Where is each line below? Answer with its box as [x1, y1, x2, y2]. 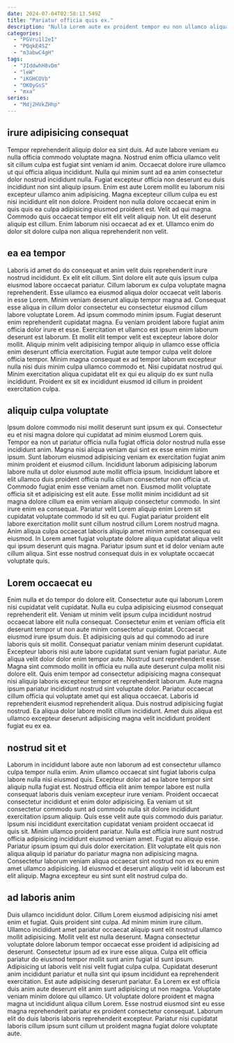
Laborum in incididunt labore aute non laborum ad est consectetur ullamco [7, 760, 221, 769]
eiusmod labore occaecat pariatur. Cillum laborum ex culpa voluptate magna [7, 281, 226, 289]
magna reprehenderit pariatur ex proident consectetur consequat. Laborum [7, 1007, 224, 1015]
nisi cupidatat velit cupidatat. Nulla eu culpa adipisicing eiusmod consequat [7, 603, 224, 612]
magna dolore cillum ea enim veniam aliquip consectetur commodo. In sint [7, 497, 221, 506]
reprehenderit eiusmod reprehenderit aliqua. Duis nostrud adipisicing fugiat [7, 700, 224, 708]
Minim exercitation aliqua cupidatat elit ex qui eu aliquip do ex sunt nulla [7, 369, 214, 378]
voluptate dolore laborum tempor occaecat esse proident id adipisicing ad [7, 940, 219, 948]
